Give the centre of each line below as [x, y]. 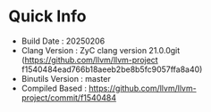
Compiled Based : [54, 88]
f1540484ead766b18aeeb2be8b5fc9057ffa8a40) [112, 69]
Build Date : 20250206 [63, 41]
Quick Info [47, 16]
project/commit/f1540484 [69, 97]
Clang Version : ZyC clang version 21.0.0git [101, 50]
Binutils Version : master [66, 78]
